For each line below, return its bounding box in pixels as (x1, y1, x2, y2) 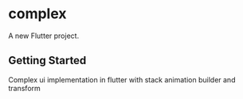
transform (8, 83, 41, 93)
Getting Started (8, 54, 87, 67)
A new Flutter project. (8, 31, 80, 40)
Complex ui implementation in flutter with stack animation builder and (8, 74, 236, 84)
